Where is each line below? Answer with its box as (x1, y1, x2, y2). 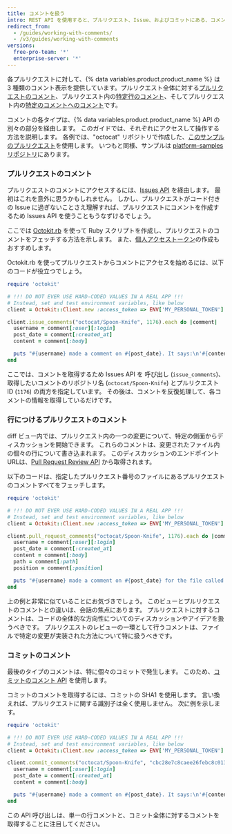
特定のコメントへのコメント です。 (25, 101, 122, 109)
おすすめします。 (7, 244, 55, 252)
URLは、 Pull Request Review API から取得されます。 (7, 458, 156, 466)
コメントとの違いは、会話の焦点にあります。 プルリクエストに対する (19, 605, 214, 614)
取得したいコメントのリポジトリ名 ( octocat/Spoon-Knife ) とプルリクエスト (7, 378, 220, 387)
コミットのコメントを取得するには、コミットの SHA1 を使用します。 (7, 690, 200, 699)
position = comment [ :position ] (13, 564, 104, 572)
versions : (7, 42, 36, 49)
